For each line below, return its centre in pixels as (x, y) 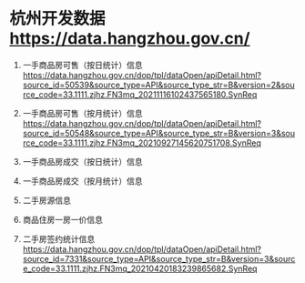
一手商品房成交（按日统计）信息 (82, 161)
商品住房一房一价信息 (62, 219)
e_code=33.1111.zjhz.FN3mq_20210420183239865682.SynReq (140, 268)
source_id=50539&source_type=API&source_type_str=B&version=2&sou (159, 85)
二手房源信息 (46, 200)
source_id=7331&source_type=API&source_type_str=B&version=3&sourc (159, 258)
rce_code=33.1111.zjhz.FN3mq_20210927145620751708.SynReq (142, 143)
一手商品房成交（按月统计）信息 (82, 181)
